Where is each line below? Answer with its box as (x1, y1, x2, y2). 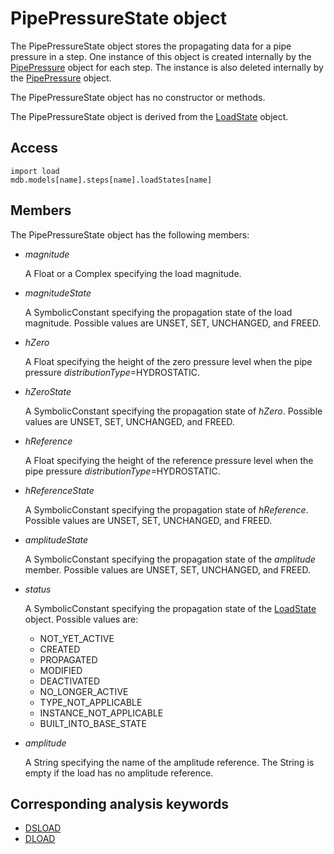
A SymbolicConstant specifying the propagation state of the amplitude (24, 553, 316, 565)
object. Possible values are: (24, 613, 139, 625)
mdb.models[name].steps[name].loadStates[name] (10, 175, 213, 185)
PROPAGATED (39, 653, 98, 666)
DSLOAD (24, 822, 62, 834)
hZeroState (24, 385, 72, 397)
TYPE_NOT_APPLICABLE (39, 696, 143, 708)
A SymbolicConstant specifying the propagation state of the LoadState (24, 602, 317, 614)
